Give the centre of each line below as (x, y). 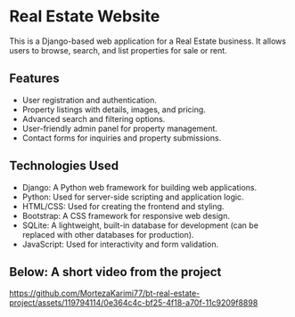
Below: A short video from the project (115, 272)
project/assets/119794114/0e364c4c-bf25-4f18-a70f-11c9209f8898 (134, 303)
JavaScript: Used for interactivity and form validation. (120, 244)
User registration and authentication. (90, 100)
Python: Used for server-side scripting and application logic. (133, 197)
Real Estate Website (85, 16)
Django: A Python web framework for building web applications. (139, 187)
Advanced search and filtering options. (94, 118)
